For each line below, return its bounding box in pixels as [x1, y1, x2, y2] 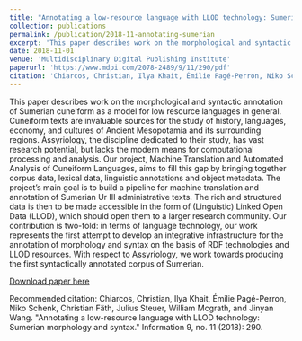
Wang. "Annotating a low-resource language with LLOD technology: [9, 311, 261, 323]
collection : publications [9, 22, 106, 31]
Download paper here [9, 275, 90, 286]
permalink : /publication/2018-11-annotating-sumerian [9, 30, 216, 39]
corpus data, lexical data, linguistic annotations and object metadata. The [9, 172, 281, 183]
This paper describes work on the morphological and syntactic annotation [9, 96, 283, 107]
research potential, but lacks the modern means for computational [9, 144, 254, 154]
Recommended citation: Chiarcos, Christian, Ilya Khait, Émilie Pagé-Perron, [9, 293, 287, 303]
